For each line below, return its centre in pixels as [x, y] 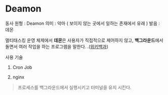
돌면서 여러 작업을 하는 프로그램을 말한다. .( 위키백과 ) [57, 46]
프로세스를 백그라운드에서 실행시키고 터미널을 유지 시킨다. [74, 87]
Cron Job [22, 67]
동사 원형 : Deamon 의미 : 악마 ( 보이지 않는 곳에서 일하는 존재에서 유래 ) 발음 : [83, 23]
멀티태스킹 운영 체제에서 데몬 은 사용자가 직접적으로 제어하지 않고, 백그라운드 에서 [84, 40]
